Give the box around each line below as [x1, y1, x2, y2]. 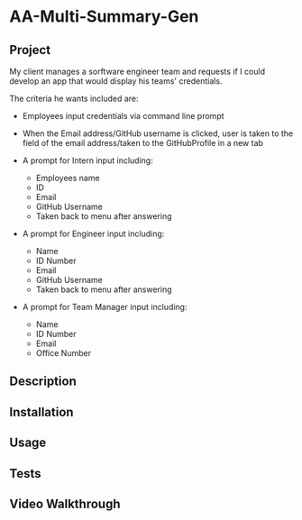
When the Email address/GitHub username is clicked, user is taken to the [22, 128, 294, 139]
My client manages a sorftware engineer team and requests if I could [9, 66, 266, 77]
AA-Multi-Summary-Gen [9, 6, 199, 27]
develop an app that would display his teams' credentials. [9, 76, 223, 87]
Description [9, 374, 77, 389]
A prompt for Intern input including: [22, 155, 153, 166]
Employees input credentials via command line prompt [22, 111, 224, 121]
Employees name [35, 173, 101, 183]
